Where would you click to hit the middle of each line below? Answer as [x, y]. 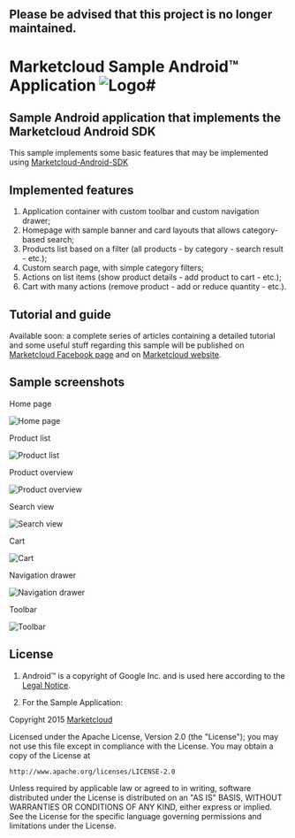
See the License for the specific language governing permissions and [136, 816]
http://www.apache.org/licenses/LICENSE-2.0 [92, 772]
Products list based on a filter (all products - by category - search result [153, 249]
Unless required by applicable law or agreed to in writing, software [130, 788]
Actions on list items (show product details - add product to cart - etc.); [152, 277]
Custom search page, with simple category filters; [113, 268]
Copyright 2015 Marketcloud [61, 719]
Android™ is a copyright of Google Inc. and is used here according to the [153, 675]
